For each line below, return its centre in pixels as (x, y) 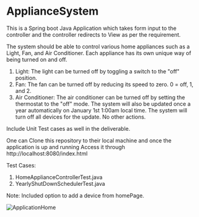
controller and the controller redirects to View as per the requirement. (94, 34)
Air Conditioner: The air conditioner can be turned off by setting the (100, 97)
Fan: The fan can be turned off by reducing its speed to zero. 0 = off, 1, (104, 84)
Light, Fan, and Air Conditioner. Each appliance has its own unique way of (99, 53)
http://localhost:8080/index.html (47, 153)
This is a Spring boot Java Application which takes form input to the (92, 28)
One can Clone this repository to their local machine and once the (89, 140)
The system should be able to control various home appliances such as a (98, 46)
